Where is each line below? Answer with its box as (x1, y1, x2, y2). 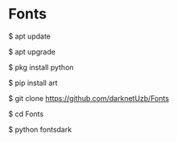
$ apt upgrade (8, 47, 56, 56)
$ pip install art (8, 78, 58, 87)
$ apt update (8, 31, 51, 41)
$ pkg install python (8, 62, 74, 72)
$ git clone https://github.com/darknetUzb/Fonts (8, 93, 170, 103)
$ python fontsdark (8, 124, 72, 134)
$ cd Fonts (8, 109, 44, 119)
